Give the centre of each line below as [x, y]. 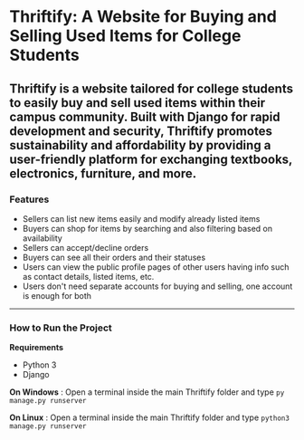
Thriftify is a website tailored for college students [152, 88]
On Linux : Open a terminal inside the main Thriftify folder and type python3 [149, 417]
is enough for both [57, 295]
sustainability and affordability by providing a [140, 145]
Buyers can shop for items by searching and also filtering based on [147, 228]
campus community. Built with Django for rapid [145, 116]
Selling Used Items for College [125, 36]
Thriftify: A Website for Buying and [143, 17]
